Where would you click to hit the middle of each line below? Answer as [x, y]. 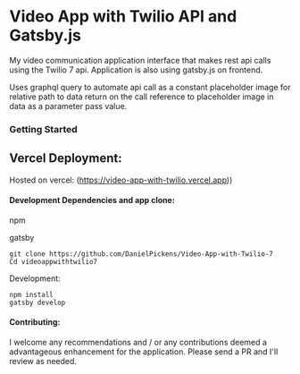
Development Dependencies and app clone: [92, 200]
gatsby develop [37, 302]
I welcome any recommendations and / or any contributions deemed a [138, 343]
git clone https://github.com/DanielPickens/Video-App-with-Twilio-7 [142, 254]
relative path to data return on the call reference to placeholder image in [142, 97]
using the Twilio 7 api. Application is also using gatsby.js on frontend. [136, 70]
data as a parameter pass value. [68, 106]
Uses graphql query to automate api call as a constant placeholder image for [150, 87]
